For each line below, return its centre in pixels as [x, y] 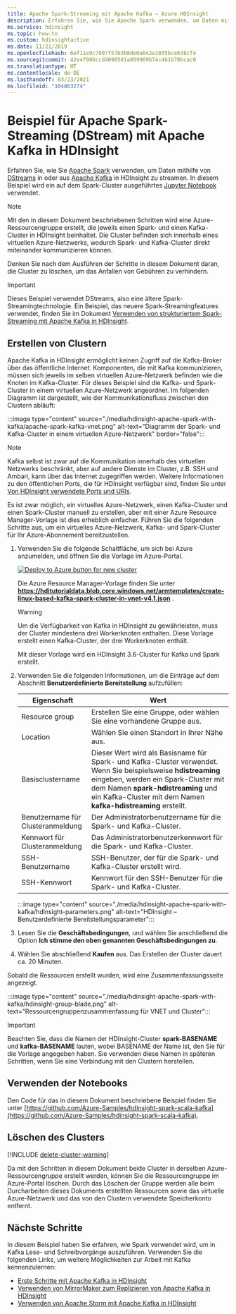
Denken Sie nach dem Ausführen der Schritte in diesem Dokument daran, [113, 264]
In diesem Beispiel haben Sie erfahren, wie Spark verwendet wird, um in [111, 1245]
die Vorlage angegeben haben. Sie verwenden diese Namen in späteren [111, 1054]
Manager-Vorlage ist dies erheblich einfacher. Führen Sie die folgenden [111, 520]
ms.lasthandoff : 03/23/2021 [48, 79]
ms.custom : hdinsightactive [48, 40]
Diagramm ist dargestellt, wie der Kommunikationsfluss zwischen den [108, 398]
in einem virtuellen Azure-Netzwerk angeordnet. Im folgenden [119, 390]
